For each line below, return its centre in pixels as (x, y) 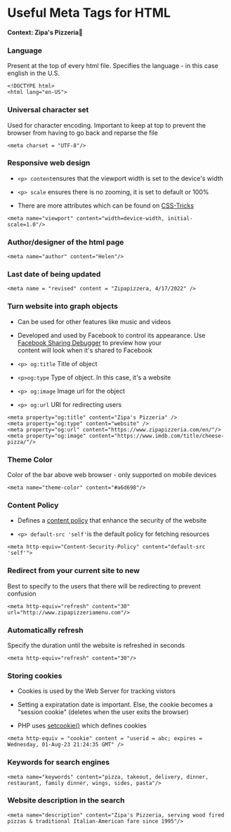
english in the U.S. (33, 73)
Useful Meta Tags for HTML (89, 13)
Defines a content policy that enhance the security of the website (112, 521)
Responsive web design (49, 163)
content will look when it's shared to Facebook (85, 350)
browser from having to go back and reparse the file (82, 133)
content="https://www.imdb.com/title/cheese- (157, 436)
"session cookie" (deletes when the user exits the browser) (103, 712)
